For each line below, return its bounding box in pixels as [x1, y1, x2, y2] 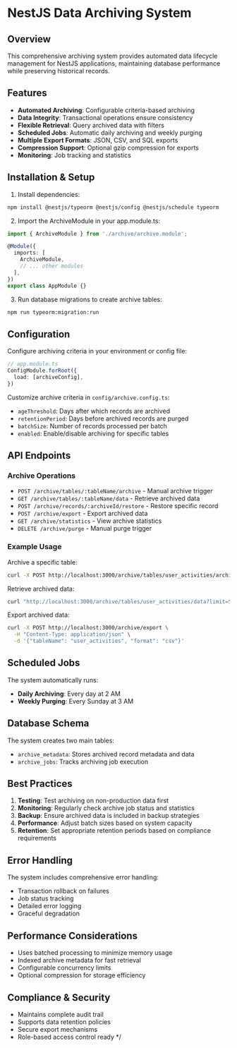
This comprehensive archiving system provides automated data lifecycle [7, 52, 218, 60]
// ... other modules [20, 263, 83, 270]
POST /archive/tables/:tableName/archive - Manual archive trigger [17, 487, 213, 495]
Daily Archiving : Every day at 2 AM [17, 689, 121, 698]
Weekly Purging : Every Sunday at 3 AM [17, 697, 134, 705]
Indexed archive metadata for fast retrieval [17, 956, 141, 965]
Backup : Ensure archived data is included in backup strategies [17, 812, 200, 820]
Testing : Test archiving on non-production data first [17, 796, 169, 805]
